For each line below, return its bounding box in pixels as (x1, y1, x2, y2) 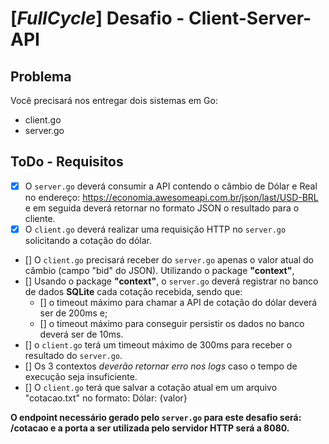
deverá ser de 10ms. (39, 328, 124, 340)
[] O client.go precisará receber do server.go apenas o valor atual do (24, 253, 314, 266)
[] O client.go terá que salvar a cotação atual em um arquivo (24, 381, 278, 393)
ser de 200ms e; (39, 307, 108, 319)
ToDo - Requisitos (10, 153, 124, 171)
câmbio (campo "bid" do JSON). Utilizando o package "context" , (24, 264, 295, 276)
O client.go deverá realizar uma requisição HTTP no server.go (24, 223, 287, 235)
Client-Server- (188, 7, 312, 30)
